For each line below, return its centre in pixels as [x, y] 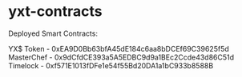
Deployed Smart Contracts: [53, 33]
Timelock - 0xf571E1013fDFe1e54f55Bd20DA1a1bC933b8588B [111, 65]
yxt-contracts [55, 12]
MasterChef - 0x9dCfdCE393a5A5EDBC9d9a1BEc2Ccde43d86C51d [121, 57]
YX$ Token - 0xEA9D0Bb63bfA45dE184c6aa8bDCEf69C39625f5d [119, 48]
